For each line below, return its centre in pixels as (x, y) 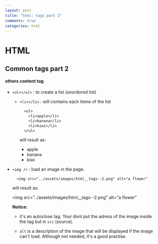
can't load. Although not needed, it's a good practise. (73, 236)
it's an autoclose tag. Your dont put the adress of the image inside (86, 217)
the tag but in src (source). (46, 222)
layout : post (18, 10)
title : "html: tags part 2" (34, 15)
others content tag (24, 81)
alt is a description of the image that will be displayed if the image (86, 231)
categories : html (23, 26)
